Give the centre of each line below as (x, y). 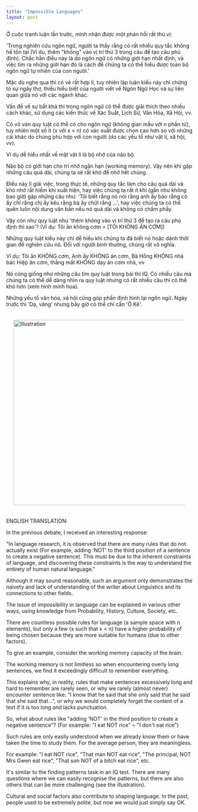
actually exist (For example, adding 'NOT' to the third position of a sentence (98, 550)
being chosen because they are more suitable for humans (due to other (93, 635)
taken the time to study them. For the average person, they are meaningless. (99, 743)
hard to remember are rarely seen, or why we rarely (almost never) (87, 688)
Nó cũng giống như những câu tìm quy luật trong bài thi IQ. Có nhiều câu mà (99, 274)
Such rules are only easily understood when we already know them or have (98, 736)
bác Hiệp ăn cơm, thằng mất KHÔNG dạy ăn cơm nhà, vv (75, 262)
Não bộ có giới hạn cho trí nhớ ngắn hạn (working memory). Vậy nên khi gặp (99, 166)
